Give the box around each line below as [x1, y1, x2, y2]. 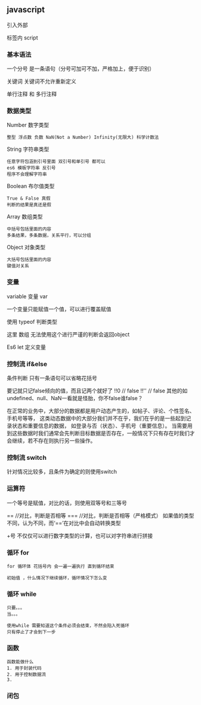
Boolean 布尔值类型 [7, 183, 55, 190]
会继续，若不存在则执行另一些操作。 [7, 437, 96, 444]
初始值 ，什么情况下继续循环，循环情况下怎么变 [7, 575, 107, 581]
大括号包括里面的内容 [7, 256, 51, 263]
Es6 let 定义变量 [7, 343, 47, 351]
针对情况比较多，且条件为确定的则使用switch [7, 468, 117, 475]
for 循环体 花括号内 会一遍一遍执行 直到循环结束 [7, 563, 115, 569]
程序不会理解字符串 [7, 171, 47, 178]
